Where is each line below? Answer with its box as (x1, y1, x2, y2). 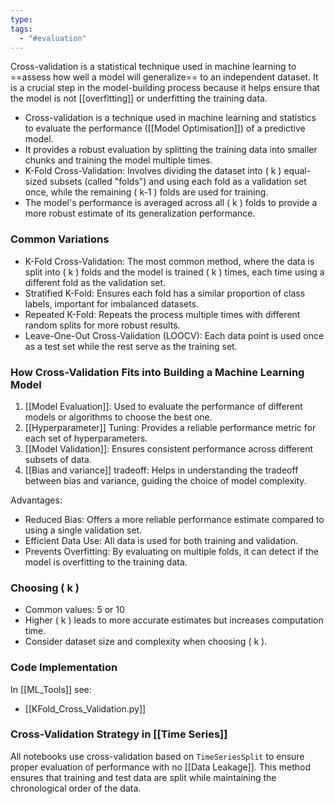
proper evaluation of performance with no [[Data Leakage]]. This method (10, 761, 312, 773)
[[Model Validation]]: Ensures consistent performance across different (24, 442, 314, 455)
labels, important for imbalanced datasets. (24, 297, 200, 310)
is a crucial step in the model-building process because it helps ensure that (10, 82, 320, 94)
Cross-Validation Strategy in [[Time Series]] (10, 727, 228, 741)
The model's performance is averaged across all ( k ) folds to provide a (24, 197, 318, 209)
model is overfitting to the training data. (24, 556, 188, 568)
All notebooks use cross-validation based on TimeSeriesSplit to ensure (10, 750, 305, 762)
